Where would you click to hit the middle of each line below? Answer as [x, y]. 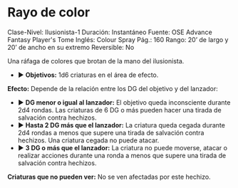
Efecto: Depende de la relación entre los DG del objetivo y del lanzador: [113, 88]
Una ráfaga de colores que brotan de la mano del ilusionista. [96, 61]
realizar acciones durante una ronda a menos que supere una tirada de [122, 155]
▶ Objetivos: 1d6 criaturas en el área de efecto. [88, 75]
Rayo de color [49, 12]
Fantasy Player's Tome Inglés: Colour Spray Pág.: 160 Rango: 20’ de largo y [118, 39]
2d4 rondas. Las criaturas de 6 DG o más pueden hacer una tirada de [120, 110]
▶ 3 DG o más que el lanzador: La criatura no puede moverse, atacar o [123, 147]
